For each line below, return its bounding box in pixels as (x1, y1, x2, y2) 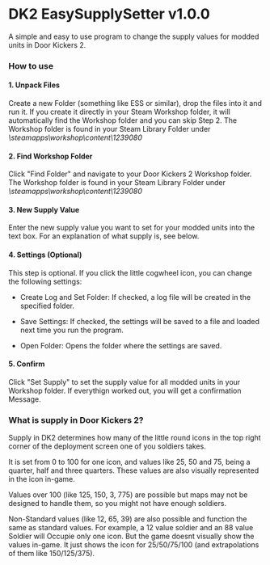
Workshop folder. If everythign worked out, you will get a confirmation (8, 386, 242, 395)
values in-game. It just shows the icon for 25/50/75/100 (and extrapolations (8, 540, 259, 550)
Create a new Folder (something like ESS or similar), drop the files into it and (8, 99, 263, 108)
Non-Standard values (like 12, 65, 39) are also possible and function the (8, 514, 247, 524)
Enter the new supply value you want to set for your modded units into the (8, 223, 255, 233)
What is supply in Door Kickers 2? (8, 414, 144, 425)
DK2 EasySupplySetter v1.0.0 (8, 5, 210, 23)
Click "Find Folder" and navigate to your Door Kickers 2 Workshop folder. (8, 169, 252, 179)
